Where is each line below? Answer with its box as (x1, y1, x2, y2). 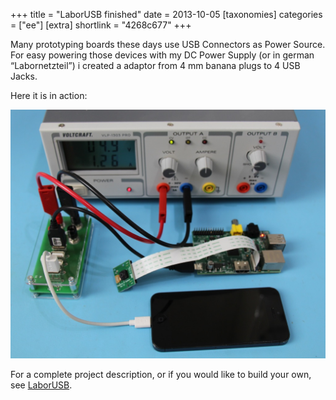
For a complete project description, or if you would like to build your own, (10, 368, 312, 380)
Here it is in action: (10, 90, 88, 101)
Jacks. (10, 70, 38, 82)
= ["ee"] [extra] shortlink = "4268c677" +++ (10, 19, 192, 31)
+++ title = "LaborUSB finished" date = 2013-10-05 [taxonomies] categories (10, 9, 323, 20)
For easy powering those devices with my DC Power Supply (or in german (10, 49, 315, 61)
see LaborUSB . (10, 379, 73, 391)
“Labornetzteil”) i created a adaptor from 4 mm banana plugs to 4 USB (10, 60, 301, 71)
